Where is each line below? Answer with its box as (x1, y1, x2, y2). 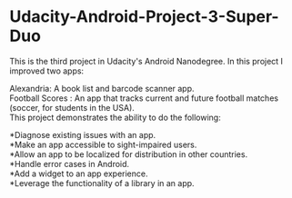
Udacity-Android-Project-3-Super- (9, 6, 279, 27)
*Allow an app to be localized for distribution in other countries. (9, 148, 248, 160)
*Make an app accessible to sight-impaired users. (9, 139, 197, 150)
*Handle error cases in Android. (9, 158, 130, 169)
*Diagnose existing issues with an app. (9, 129, 156, 140)
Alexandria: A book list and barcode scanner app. (9, 83, 195, 94)
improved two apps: (9, 65, 85, 76)
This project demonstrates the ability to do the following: (9, 112, 221, 123)
